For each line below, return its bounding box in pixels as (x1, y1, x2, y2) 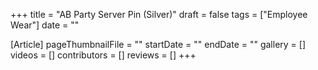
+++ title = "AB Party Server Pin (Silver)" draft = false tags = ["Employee (10, 9, 308, 20)
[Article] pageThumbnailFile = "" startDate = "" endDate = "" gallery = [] (10, 39, 307, 50)
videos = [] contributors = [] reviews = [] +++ (10, 49, 197, 61)
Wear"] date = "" (10, 19, 80, 31)
